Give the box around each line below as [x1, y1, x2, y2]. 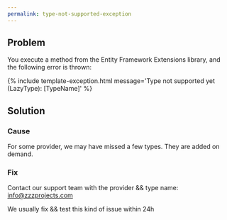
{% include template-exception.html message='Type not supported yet [7, 77, 215, 85]
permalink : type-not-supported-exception [7, 10, 132, 18]
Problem [7, 37, 46, 49]
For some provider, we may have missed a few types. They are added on [7, 143, 220, 151]
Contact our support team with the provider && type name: [7, 184, 179, 192]
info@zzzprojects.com [7, 191, 73, 199]
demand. [7, 150, 33, 158]
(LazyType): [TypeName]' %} [7, 84, 93, 93]
